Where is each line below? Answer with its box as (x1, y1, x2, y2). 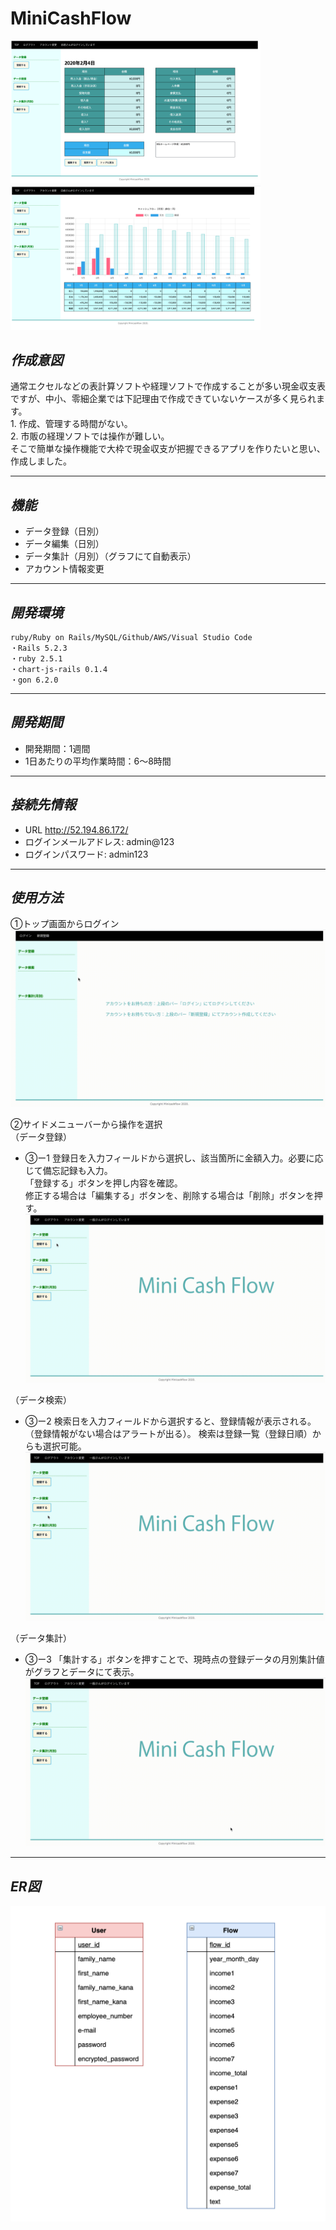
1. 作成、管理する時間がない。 (10, 418, 133, 430)
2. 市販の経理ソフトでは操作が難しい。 (10, 430, 170, 442)
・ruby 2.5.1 (10, 653, 63, 664)
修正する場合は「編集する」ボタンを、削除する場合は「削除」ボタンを (24, 1189, 315, 1201)
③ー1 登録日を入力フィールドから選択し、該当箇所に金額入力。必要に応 (24, 1152, 324, 1164)
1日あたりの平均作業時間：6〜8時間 (24, 755, 172, 767)
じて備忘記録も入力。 (24, 1164, 113, 1176)
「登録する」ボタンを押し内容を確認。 (24, 1177, 183, 1189)
